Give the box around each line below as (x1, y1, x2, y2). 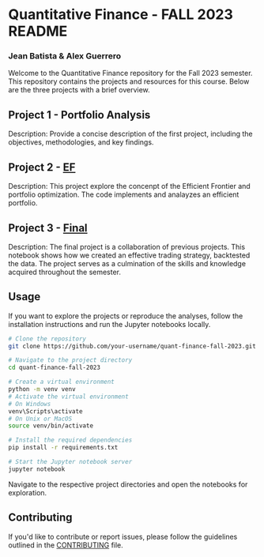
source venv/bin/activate (8, 422, 93, 430)
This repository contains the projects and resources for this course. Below (8, 77, 250, 86)
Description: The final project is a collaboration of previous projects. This (8, 242, 246, 251)
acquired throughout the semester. (8, 267, 121, 277)
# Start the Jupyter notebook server (8, 458, 133, 466)
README (8, 22, 68, 40)
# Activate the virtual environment (8, 393, 129, 401)
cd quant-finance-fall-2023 (8, 363, 101, 372)
